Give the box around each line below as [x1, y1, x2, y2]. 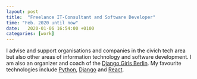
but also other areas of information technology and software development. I [6, 53, 192, 61]
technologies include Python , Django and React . [6, 66, 124, 73]
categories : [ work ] [6, 31, 55, 37]
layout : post [6, 8, 39, 15]
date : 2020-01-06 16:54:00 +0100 [6, 25, 95, 31]
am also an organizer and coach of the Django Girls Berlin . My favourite [6, 60, 182, 67]
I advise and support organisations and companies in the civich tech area [6, 47, 186, 54]
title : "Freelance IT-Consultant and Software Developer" [6, 14, 156, 20]
